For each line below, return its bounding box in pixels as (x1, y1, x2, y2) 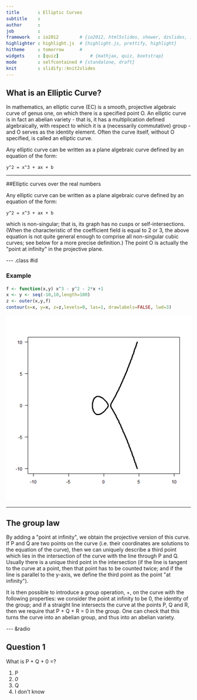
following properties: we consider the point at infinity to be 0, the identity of (6, 595, 189, 602)
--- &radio (6, 625, 30, 632)
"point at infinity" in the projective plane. (6, 246, 104, 253)
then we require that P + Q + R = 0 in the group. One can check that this (6, 607, 180, 615)
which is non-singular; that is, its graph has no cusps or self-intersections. (6, 221, 186, 228)
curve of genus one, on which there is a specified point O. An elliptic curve (6, 110, 186, 117)
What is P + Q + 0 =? (6, 658, 57, 665)
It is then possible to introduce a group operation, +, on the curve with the (6, 589, 185, 596)
